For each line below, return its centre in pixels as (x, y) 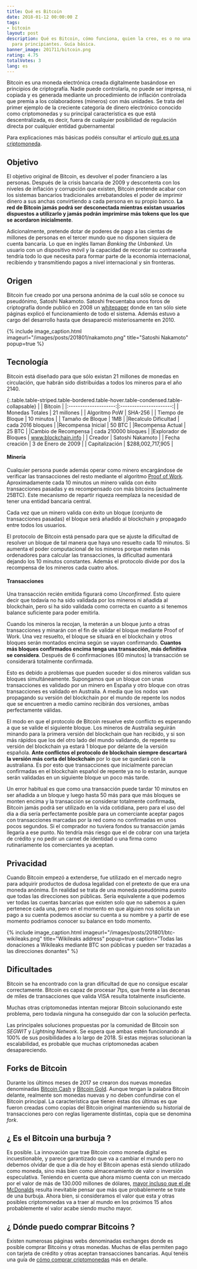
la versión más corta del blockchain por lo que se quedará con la (86, 759)
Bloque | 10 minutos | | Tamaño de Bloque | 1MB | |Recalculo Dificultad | (93, 419)
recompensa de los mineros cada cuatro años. (63, 568)
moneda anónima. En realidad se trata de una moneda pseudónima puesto (96, 890)
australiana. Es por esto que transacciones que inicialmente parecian (90, 765)
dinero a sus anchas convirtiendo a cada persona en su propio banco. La (95, 201)
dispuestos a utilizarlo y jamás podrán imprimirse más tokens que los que (98, 214)
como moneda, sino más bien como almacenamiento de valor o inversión (95, 1171)
